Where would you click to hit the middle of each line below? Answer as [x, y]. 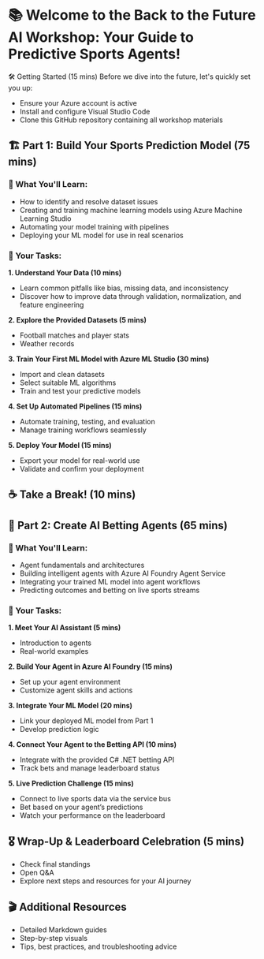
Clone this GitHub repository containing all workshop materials [121, 120]
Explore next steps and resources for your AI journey [105, 881]
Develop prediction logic [59, 730]
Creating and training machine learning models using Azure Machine [131, 210]
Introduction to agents [56, 643]
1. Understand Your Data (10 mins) [65, 272]
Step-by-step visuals [54, 938]
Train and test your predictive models [80, 390]
